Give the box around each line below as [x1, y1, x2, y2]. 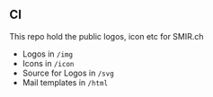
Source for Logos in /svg [22, 67, 114, 78]
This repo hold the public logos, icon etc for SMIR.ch [9, 31, 204, 41]
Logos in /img [22, 48, 74, 59]
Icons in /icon [22, 57, 75, 68]
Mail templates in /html [22, 76, 109, 88]
